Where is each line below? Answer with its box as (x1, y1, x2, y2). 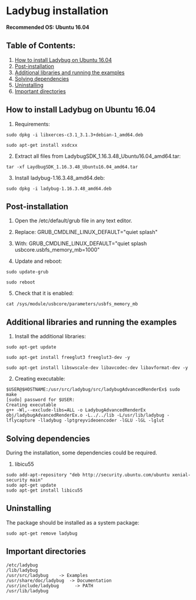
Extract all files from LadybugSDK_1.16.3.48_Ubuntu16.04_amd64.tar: (14, 152, 181, 160)
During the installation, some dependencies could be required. (6, 449, 158, 456)
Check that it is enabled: (14, 290, 74, 297)
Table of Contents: (6, 41, 76, 51)
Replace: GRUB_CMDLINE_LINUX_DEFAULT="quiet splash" (14, 229, 158, 236)
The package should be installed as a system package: (6, 519, 139, 526)
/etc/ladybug (6, 562, 38, 568)
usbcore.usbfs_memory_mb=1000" (14, 246, 100, 253)
